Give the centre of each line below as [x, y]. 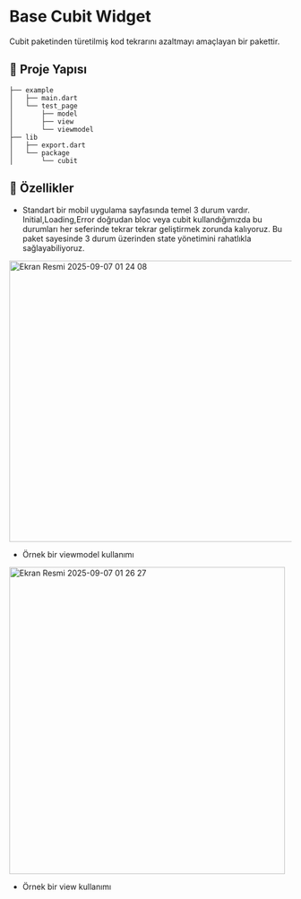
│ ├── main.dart [43, 98]
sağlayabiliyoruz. [53, 247]
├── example [31, 90]
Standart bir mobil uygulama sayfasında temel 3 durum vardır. [136, 210]
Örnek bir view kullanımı [67, 886]
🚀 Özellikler [42, 189]
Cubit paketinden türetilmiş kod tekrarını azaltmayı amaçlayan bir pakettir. [145, 41]
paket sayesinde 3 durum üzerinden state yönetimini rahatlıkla [137, 238]
